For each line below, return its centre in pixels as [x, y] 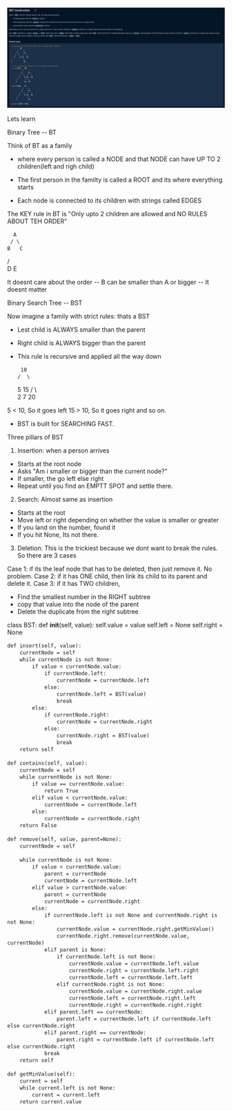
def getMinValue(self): [41, 1074]
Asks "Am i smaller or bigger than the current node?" [92, 471]
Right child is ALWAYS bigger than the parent [81, 343]
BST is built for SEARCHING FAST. [66, 424]
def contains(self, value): [48, 763]
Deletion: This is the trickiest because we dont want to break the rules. [117, 548]
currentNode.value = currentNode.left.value [134, 964]
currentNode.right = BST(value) [103, 736]
